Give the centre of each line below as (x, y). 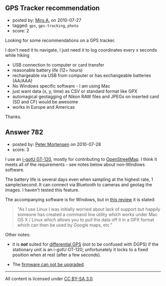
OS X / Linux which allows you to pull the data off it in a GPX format (86, 219)
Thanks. (13, 117)
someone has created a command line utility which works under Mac (87, 214)
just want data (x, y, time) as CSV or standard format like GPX (75, 91)
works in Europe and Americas (43, 107)
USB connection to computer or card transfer (58, 65)
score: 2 (21, 31)
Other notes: (18, 234)
